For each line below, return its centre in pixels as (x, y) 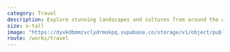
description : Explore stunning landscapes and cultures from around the (113, 20)
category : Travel (32, 13)
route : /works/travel (38, 38)
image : (16, 32)
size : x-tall (26, 26)
